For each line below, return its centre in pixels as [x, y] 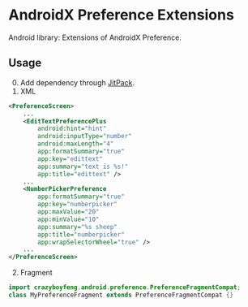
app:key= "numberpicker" [77, 205]
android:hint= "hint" [72, 129]
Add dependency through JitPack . [77, 82]
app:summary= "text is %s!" [83, 166]
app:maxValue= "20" [68, 212]
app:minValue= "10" [68, 219]
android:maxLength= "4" [76, 144]
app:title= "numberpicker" [81, 234]
